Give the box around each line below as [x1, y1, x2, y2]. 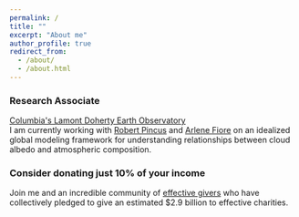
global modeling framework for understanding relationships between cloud [9, 134, 291, 146]
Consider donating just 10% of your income [9, 167, 206, 180]
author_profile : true [9, 38, 92, 48]
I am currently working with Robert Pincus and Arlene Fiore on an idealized [9, 125, 291, 136]
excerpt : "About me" [9, 30, 88, 39]
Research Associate [9, 94, 100, 107]
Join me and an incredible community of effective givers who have [9, 188, 260, 199]
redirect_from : [9, 47, 67, 57]
